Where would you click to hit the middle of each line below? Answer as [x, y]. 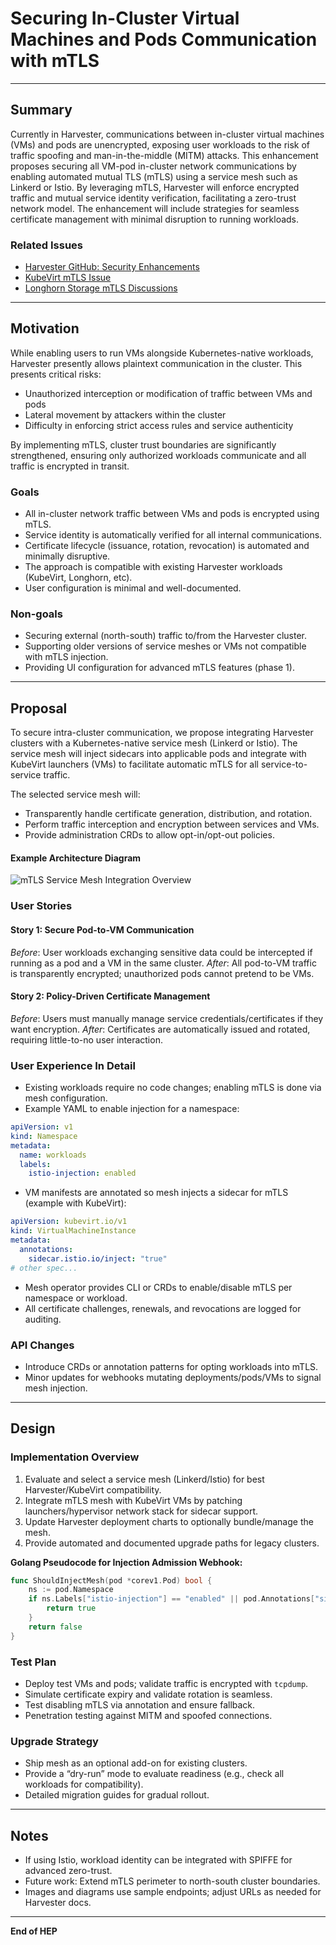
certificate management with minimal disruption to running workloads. [155, 219]
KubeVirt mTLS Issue [68, 278]
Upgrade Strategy [54, 1741]
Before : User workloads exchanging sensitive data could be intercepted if [161, 952]
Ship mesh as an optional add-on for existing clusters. [136, 1763]
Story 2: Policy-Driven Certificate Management [110, 996]
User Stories [41, 906]
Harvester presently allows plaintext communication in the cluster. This [156, 363]
